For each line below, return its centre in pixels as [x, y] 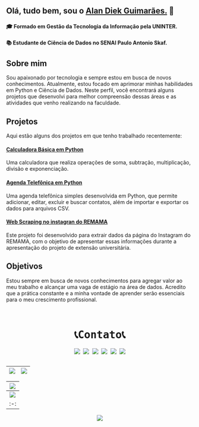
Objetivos [24, 267]
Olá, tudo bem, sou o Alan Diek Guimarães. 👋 [90, 11]
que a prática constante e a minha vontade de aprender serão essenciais [96, 293]
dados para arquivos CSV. [38, 208]
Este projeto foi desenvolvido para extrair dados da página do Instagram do [99, 235]
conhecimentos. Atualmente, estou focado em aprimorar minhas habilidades [99, 84]
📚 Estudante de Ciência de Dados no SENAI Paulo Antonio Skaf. [87, 43]
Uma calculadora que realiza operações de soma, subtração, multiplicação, [99, 162]
